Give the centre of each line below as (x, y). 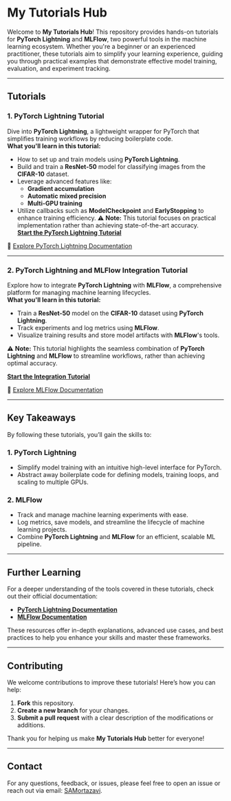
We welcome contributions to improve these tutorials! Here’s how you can (111, 682)
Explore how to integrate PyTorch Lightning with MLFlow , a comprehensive (114, 285)
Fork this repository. (46, 703)
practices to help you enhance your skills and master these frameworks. (109, 638)
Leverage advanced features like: (64, 181)
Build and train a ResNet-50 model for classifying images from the (111, 166)
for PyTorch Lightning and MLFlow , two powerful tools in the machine (107, 39)
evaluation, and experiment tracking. (59, 68)
